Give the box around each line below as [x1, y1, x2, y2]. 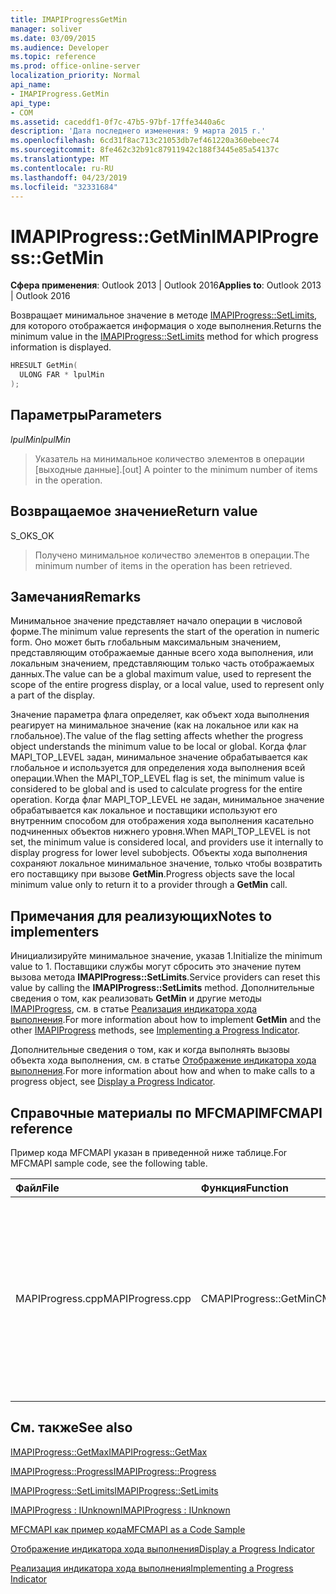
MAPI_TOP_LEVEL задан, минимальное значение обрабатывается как [10, 751, 308, 763]
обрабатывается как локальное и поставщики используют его [10, 804, 278, 816]
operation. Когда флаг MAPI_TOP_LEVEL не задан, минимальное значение [10, 794, 325, 806]
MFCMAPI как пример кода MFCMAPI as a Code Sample [10, 1523, 246, 1535]
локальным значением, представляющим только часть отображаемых [10, 657, 315, 670]
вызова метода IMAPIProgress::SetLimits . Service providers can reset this [10, 971, 321, 983]
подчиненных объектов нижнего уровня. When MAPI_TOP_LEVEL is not [10, 826, 311, 838]
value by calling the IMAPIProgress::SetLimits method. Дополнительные [10, 982, 315, 994]
